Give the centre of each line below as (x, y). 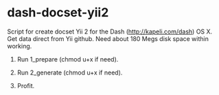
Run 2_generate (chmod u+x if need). (70, 72)
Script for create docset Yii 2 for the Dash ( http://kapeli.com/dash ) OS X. (110, 31)
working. (20, 46)
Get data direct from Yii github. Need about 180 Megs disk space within (108, 38)
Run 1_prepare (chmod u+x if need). (68, 59)
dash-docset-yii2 (58, 13)
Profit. (26, 85)
